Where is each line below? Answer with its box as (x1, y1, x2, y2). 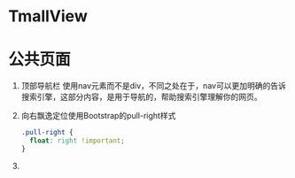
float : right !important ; (29, 136, 125, 145)
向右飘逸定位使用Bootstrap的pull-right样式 (20, 111, 176, 121)
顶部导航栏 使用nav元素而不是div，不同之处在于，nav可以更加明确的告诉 (20, 81, 287, 91)
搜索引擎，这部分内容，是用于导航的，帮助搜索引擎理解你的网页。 (20, 91, 262, 103)
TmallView (8, 6, 88, 27)
